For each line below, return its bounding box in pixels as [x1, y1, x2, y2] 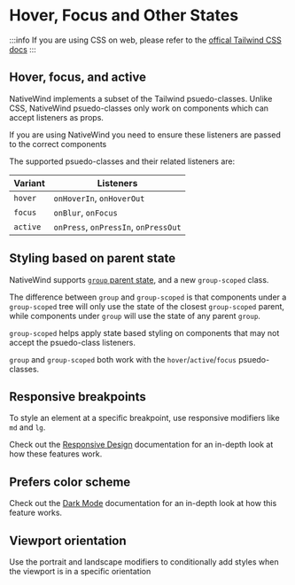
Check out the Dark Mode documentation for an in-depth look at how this [9, 498, 277, 509]
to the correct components [9, 138, 107, 149]
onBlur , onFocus [53, 206, 118, 218]
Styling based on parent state [9, 251, 175, 266]
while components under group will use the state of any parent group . [9, 310, 261, 321]
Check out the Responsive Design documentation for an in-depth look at [9, 440, 274, 450]
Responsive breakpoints [9, 389, 146, 404]
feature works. [9, 507, 63, 519]
